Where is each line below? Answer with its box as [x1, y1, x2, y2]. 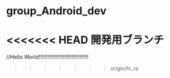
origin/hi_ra [110, 65, 139, 72]
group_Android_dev [6, 4, 107, 18]
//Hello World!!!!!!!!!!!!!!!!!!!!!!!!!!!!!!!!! [6, 54, 89, 61]
